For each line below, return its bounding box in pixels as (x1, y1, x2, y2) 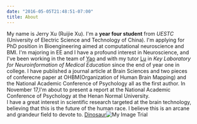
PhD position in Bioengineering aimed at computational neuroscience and (6, 42, 184, 50)
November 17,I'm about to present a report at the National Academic (6, 86, 171, 93)
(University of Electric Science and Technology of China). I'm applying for (6, 36, 185, 43)
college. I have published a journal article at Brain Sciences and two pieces (6, 67, 188, 74)
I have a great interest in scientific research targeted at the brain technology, (6, 98, 192, 105)
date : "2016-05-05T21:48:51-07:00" (6, 8, 94, 15)
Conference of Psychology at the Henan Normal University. (6, 92, 150, 99)
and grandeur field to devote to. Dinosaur (6, 111, 107, 118)
